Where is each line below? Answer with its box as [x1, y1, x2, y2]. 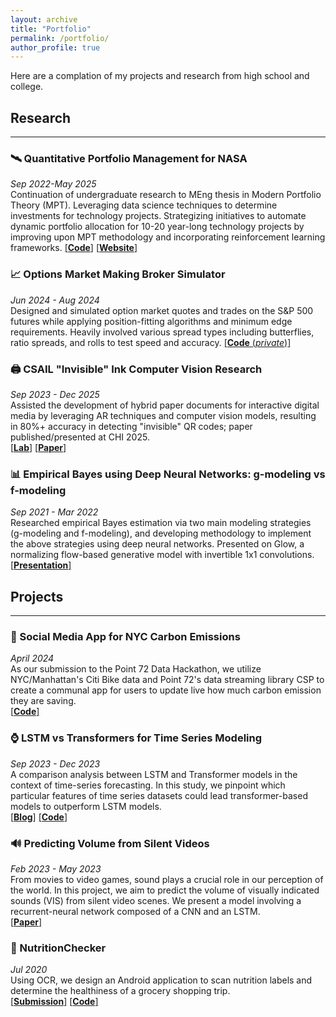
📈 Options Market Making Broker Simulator [10, 267, 226, 281]
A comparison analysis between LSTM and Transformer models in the [10, 768, 298, 780]
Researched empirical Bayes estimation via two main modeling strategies [10, 517, 312, 529]
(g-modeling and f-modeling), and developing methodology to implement [10, 527, 312, 540]
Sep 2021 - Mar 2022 [10, 506, 99, 518]
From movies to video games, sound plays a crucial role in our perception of [10, 873, 324, 885]
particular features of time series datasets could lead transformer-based [10, 789, 308, 801]
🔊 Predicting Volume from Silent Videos [10, 836, 210, 850]
